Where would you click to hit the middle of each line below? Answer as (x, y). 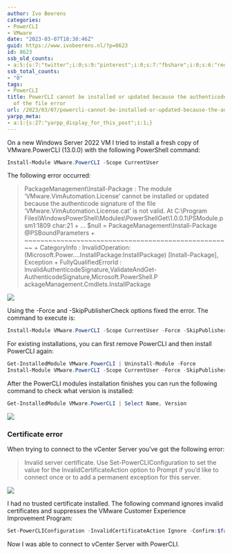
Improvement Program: (40, 518)
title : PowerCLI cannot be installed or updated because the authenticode (117, 97)
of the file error (40, 104)
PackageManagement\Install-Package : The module (98, 189)
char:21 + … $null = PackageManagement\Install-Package (135, 226)
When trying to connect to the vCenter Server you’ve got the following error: (116, 449)
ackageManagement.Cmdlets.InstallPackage (87, 285)
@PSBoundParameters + (59, 233)
